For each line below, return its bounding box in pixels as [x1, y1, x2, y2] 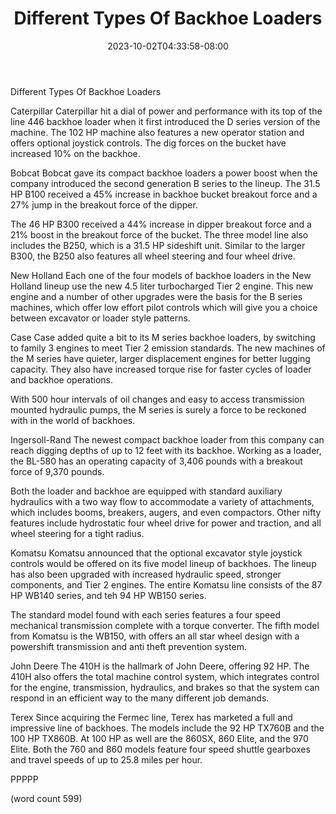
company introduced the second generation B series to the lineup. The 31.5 [10, 177, 321, 189]
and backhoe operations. [10, 373, 113, 386]
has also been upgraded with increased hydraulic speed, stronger [10, 568, 282, 580]
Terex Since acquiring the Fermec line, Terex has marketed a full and [10, 711, 293, 723]
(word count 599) [10, 792, 83, 804]
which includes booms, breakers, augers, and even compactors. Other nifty [10, 506, 322, 518]
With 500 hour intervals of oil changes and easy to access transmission [10, 393, 305, 405]
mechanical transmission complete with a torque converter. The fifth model [10, 619, 320, 631]
